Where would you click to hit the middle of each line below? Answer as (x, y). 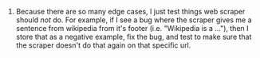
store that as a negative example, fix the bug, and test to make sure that (134, 37)
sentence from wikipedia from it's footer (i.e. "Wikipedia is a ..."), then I (132, 28)
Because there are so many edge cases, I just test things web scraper (130, 12)
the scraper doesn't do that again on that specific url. (103, 45)
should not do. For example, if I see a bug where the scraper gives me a (134, 20)
